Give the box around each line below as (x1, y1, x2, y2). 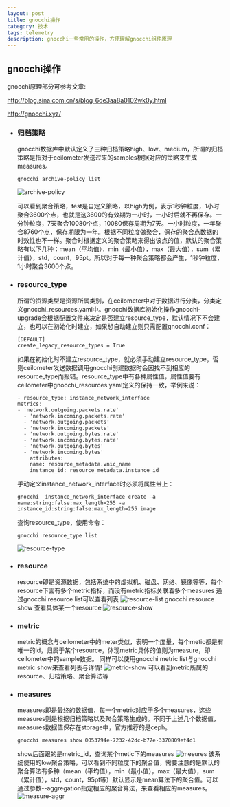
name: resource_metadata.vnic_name (30, 460, 132, 468)
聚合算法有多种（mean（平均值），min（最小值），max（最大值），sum (16, 767, 215, 775)
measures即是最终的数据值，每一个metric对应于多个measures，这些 (16, 706, 211, 714)
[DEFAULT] (16, 336, 46, 343)
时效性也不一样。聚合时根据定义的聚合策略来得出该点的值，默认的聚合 (16, 237, 216, 245)
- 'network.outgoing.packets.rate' (16, 407, 119, 413)
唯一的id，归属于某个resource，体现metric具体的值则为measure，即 (16, 646, 211, 654)
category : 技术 (7, 23, 49, 30)
